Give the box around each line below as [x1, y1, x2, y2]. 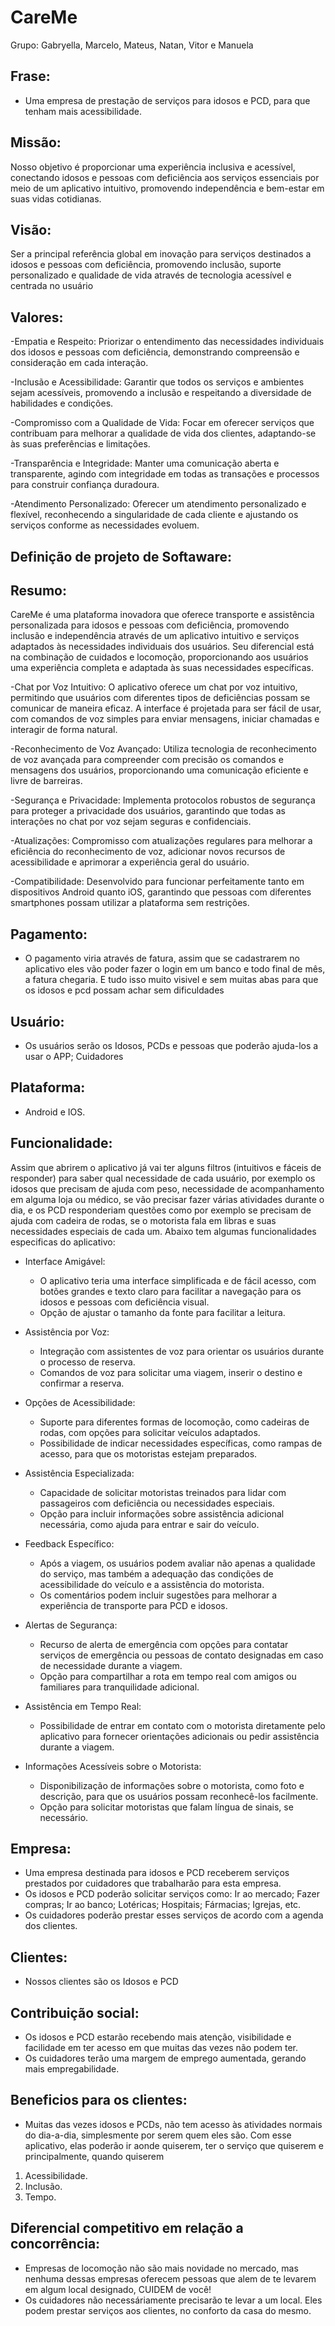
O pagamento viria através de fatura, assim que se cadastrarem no [24, 952, 300, 965]
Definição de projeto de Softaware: [10, 548, 233, 565]
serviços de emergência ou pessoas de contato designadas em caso [39, 1649, 324, 1661]
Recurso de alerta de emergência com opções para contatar [39, 1638, 289, 1650]
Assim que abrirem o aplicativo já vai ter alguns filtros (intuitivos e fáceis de [10, 1161, 322, 1173]
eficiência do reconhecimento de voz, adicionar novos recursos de [10, 846, 286, 858]
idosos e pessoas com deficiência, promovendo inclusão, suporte [10, 259, 282, 271]
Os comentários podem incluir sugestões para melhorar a [39, 1589, 278, 1601]
